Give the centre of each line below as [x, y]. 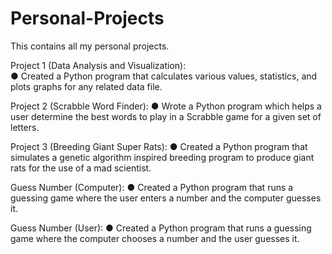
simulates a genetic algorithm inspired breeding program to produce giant [162, 157]
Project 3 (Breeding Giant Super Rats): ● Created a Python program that [159, 146]
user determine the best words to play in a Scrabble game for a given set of [166, 116]
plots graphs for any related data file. [86, 86]
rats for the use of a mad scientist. [81, 168]
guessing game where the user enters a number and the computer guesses [166, 198]
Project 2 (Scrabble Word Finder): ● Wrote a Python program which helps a [166, 106]
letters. [25, 127]
